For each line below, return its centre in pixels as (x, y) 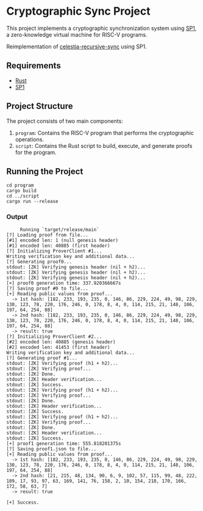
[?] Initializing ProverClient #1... (54, 251)
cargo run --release (33, 202)
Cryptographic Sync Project (78, 11)
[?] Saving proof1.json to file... (52, 449)
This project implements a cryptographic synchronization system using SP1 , (101, 28)
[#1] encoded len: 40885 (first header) (59, 246)
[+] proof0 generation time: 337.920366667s (64, 283)
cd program (20, 186)
